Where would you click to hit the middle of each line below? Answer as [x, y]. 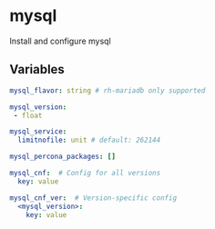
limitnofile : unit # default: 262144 [89, 140]
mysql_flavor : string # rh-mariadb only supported [107, 90]
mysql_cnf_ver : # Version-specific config [93, 198]
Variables [37, 70]
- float [28, 115]
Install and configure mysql [60, 41]
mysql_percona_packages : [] [63, 157]
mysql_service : [38, 132]
